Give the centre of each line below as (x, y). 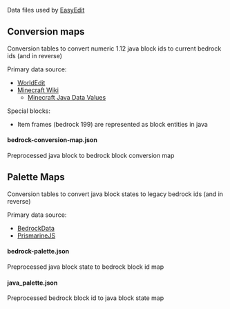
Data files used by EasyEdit (46, 10)
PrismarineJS (36, 236)
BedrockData (36, 228)
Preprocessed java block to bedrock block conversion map (91, 156)
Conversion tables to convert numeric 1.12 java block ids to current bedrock (114, 48)
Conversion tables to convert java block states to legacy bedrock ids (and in (115, 194)
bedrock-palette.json (38, 251)
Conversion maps (46, 32)
